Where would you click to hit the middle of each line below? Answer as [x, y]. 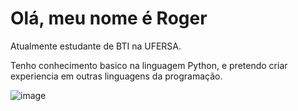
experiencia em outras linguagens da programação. [116, 76]
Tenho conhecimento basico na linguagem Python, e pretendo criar [149, 65]
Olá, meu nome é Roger [109, 18]
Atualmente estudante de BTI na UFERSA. [96, 46]
